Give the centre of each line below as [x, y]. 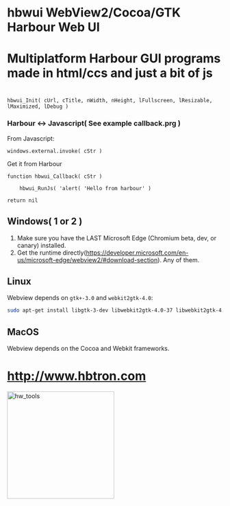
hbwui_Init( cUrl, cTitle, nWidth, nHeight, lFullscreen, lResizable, [110, 100]
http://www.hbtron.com [77, 376]
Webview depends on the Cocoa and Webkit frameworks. [88, 349]
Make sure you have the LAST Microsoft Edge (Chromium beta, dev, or [117, 238]
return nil [23, 200]
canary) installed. [41, 245]
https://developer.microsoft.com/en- [137, 253]
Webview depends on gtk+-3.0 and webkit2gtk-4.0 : [80, 298]
